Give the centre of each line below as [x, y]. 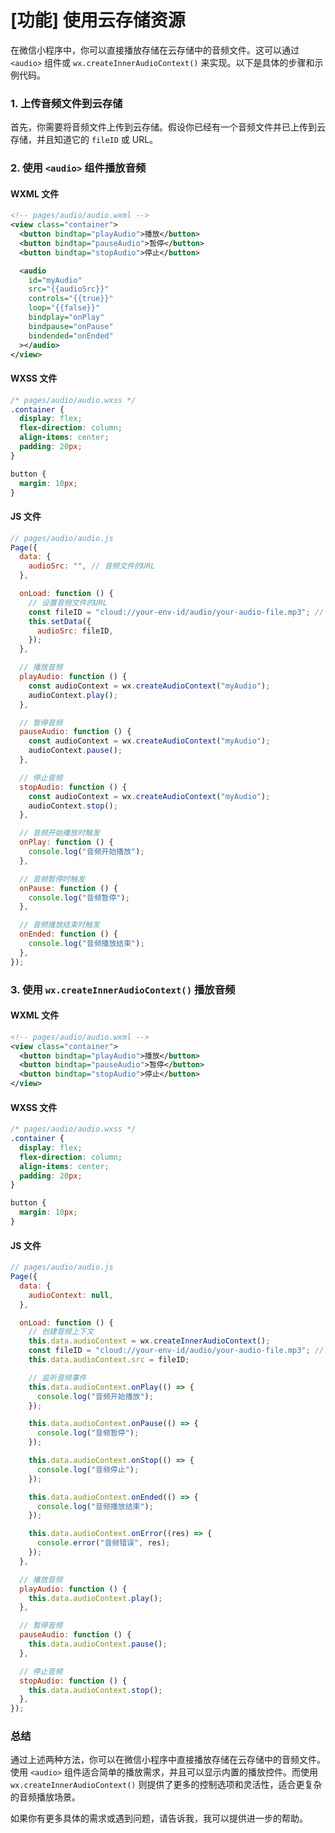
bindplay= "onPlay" [66, 317]
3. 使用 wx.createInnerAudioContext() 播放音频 [123, 989]
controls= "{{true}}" [71, 299]
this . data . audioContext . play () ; [95, 1598]
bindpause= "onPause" [71, 326]
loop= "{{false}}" [64, 308]
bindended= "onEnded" [71, 336]
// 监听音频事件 [57, 1377]
